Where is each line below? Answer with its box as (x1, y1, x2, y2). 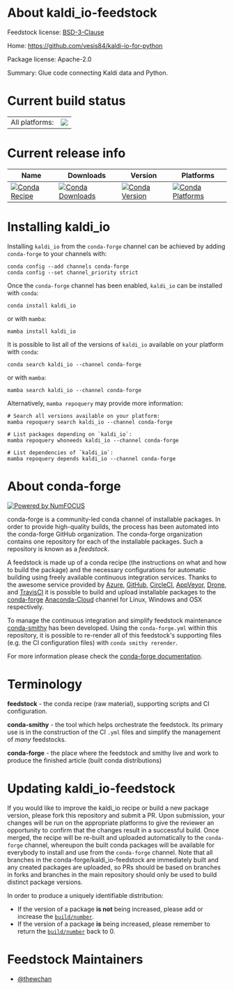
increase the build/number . (17, 912, 95, 920)
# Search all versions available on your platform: (7, 412, 160, 419)
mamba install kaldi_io (7, 328, 77, 335)
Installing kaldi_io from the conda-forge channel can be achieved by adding (7, 242, 226, 250)
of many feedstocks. (7, 735, 67, 744)
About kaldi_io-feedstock (7, 5, 158, 21)
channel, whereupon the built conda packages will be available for (24, 841, 214, 849)
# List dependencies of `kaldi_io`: (7, 449, 114, 456)
